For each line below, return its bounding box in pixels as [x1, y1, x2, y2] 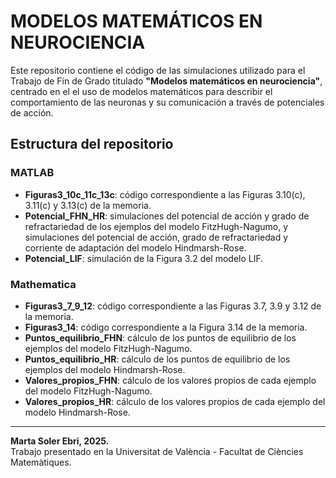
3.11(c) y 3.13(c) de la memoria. [24, 199, 152, 211]
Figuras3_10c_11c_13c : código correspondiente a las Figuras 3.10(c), [24, 188, 306, 200]
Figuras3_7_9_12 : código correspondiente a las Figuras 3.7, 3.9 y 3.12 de [24, 300, 322, 312]
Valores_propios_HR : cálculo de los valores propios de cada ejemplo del [24, 395, 326, 407]
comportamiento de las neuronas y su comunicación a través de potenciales [10, 96, 325, 108]
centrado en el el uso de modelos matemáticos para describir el [10, 85, 273, 97]
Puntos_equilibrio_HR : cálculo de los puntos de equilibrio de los [24, 353, 291, 365]
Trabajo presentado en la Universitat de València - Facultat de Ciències [10, 445, 304, 457]
